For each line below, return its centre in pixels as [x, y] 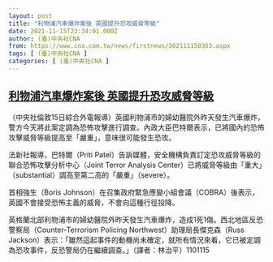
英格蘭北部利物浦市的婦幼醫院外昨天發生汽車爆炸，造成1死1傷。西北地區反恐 [136, 219]
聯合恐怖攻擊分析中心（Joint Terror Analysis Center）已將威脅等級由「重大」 [135, 165]
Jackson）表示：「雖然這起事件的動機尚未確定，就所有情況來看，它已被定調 [135, 239]
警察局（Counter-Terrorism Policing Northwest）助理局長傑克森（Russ [127, 230]
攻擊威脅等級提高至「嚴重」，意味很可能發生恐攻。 [92, 137]
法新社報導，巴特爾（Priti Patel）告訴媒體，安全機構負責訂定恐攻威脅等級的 [135, 154]
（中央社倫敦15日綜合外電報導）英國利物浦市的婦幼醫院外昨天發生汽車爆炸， [136, 117]
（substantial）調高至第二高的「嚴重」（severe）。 [91, 174]
